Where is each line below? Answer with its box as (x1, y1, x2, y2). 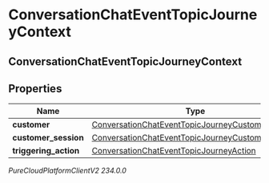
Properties (8, 82, 62, 96)
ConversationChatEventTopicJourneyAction (91, 145, 256, 157)
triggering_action (12, 145, 80, 157)
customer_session (12, 132, 84, 144)
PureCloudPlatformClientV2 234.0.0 (8, 166, 126, 176)
